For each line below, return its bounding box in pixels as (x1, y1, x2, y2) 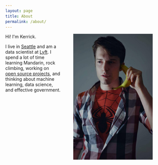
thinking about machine (5, 76, 55, 82)
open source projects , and (5, 70, 60, 77)
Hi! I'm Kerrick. (5, 34, 37, 40)
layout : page (5, 8, 33, 13)
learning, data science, (5, 82, 53, 88)
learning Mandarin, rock (5, 60, 55, 66)
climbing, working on (5, 65, 49, 72)
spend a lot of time (5, 54, 45, 61)
